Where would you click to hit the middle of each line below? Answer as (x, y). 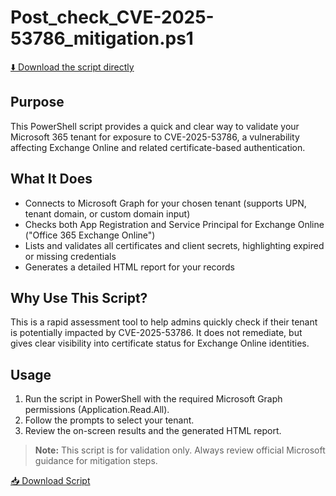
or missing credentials (70, 256)
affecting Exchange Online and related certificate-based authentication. (158, 147)
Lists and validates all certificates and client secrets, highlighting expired (174, 245)
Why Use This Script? (79, 297)
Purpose (37, 102)
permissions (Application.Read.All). (97, 410)
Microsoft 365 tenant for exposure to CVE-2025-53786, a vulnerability (155, 137)
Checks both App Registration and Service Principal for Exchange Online (174, 224)
